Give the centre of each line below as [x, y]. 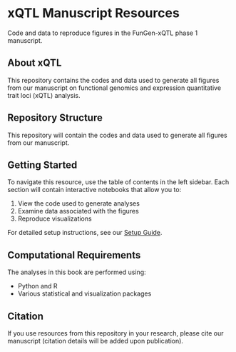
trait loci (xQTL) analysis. [44, 95]
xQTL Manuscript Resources [93, 13]
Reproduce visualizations [55, 218]
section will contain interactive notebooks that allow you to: [94, 190]
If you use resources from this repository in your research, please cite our [116, 333]
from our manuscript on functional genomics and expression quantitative [114, 88]
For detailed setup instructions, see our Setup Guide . [85, 233]
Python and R [37, 286]
